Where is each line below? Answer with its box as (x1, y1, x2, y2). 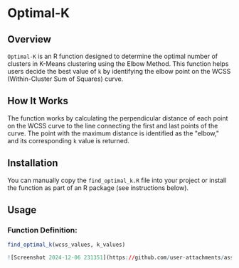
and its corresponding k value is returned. (7, 136, 130, 145)
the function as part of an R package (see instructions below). (7, 183, 189, 192)
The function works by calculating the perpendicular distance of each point (7, 113, 228, 122)
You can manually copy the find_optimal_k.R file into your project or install (7, 176, 227, 184)
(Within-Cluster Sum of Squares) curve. (7, 74, 124, 83)
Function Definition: (7, 225, 78, 235)
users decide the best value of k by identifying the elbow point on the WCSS (7, 67, 231, 75)
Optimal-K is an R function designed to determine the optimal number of (7, 52, 218, 60)
